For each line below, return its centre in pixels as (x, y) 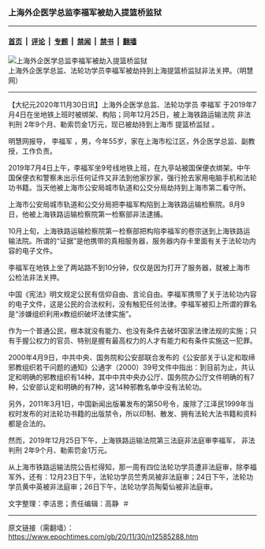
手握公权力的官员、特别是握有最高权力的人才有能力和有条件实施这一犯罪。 (136, 340)
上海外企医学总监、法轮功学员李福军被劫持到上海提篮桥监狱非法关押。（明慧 (131, 70)
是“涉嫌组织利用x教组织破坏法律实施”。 (72, 314)
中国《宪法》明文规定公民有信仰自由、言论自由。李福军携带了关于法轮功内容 (132, 294)
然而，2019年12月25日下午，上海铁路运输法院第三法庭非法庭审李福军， (124, 440)
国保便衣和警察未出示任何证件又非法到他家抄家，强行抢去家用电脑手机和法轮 (132, 177)
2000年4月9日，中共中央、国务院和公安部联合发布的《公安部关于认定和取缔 (132, 357)
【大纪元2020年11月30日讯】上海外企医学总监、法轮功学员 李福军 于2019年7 (132, 104)
